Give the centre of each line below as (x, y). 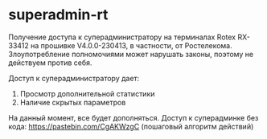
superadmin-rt (58, 15)
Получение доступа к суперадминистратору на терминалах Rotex (122, 37)
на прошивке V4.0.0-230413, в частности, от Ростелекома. (131, 45)
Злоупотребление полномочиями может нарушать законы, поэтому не (131, 54)
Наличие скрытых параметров (73, 102)
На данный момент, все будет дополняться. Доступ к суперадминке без (133, 117)
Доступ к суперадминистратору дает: (74, 78)
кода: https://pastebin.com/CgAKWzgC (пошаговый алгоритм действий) (131, 126)
